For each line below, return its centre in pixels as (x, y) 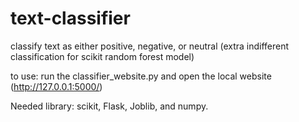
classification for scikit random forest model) (102, 56)
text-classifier (70, 18)
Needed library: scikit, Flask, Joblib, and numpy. (109, 106)
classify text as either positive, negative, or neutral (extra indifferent (150, 46)
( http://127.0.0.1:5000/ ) (56, 86)
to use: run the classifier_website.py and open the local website (141, 76)
